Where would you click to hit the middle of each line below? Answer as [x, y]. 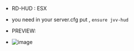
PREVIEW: [24, 31]
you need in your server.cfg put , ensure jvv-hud [70, 19]
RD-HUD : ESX [29, 8]
